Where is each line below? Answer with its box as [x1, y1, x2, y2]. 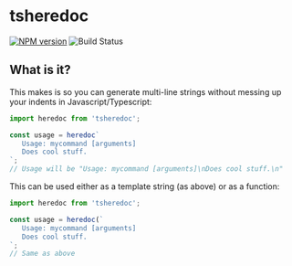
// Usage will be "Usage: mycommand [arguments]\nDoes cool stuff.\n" [9, 165, 284, 174]
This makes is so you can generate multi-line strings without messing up [9, 86, 282, 97]
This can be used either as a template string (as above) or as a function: [9, 181, 280, 192]
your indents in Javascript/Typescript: [9, 96, 152, 107]
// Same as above [9, 249, 76, 259]
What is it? [9, 62, 71, 78]
